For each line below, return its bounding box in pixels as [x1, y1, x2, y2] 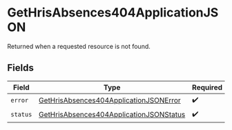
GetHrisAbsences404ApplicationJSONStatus [39, 110, 186, 120]
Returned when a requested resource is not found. [7, 42, 151, 50]
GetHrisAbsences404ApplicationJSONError [39, 96, 181, 105]
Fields [7, 62, 35, 74]
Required [192, 83, 223, 92]
